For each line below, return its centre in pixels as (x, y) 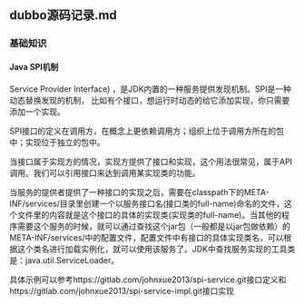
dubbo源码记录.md (64, 15)
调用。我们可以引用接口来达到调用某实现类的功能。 (105, 172)
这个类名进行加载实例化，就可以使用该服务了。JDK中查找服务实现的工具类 (156, 249)
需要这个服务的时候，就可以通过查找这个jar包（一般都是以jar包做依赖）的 (154, 226)
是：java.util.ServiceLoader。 (64, 260)
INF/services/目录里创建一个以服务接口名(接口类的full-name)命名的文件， (147, 203)
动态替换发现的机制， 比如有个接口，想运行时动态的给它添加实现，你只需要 (150, 100)
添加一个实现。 (37, 112)
